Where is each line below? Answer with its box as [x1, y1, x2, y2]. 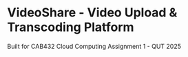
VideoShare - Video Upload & [7, 5, 178, 21]
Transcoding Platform [7, 19, 134, 35]
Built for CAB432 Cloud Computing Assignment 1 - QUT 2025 [7, 42, 181, 50]
